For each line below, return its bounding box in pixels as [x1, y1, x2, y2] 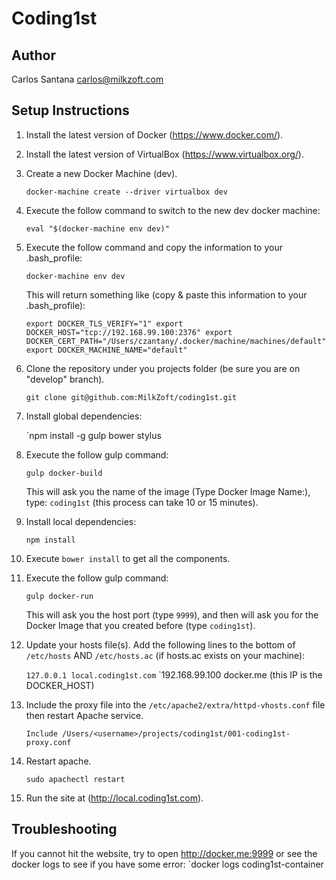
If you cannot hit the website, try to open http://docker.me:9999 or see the [11, 847, 318, 859]
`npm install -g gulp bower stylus [25, 429, 162, 441]
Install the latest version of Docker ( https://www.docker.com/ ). [25, 128, 284, 141]
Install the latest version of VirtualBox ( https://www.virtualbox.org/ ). [25, 148, 304, 160]
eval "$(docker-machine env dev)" [25, 223, 170, 234]
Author [11, 47, 56, 64]
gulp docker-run [25, 591, 94, 601]
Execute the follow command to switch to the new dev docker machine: [25, 204, 321, 216]
